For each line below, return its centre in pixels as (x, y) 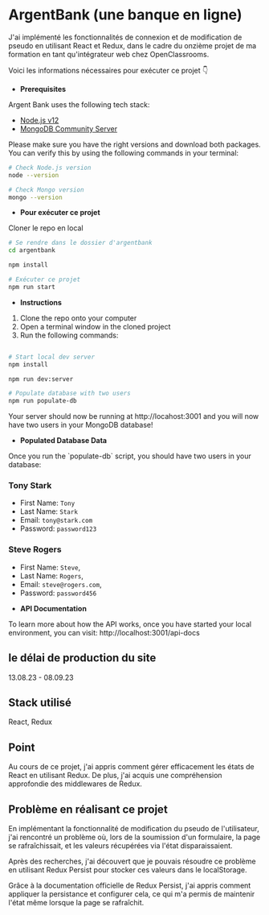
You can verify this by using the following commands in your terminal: (124, 153)
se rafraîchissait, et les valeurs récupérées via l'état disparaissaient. (120, 846)
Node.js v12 (39, 120)
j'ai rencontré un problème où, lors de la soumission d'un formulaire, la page (134, 837)
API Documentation (53, 608)
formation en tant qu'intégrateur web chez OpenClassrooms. (109, 54)
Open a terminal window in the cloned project (95, 326)
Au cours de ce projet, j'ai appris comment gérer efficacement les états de (131, 767)
